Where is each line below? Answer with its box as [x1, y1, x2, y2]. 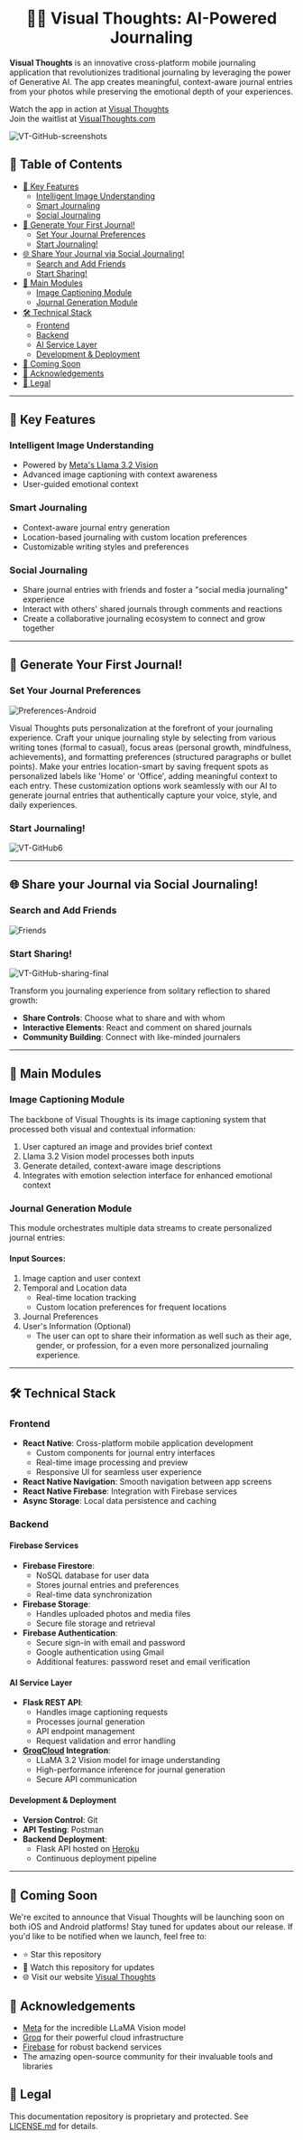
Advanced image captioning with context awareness [22, 469, 218, 480]
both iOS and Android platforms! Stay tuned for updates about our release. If [9, 1921, 293, 1932]
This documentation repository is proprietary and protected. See [9, 2110, 249, 2122]
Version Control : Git [22, 1815, 98, 1826]
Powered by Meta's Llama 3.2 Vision [22, 460, 159, 471]
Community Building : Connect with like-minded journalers [22, 1032, 241, 1042]
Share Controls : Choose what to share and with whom [22, 1012, 225, 1023]
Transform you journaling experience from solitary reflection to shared [9, 985, 271, 996]
